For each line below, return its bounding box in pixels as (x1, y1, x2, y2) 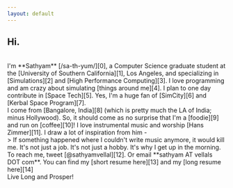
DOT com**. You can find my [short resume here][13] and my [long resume (7, 158, 221, 166)
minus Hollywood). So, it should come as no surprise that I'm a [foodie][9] (7, 113, 219, 122)
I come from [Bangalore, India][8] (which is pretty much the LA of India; (7, 106, 212, 115)
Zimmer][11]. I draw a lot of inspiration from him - (7, 128, 147, 136)
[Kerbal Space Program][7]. (7, 99, 86, 107)
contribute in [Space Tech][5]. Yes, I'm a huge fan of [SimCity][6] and (7, 91, 207, 100)
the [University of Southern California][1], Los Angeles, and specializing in (7, 69, 219, 77)
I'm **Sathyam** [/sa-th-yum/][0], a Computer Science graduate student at (7, 62, 226, 70)
